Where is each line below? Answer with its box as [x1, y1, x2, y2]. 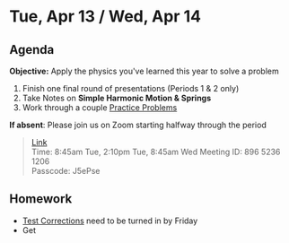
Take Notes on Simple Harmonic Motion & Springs [22, 92, 212, 103]
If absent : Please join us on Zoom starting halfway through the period [9, 119, 267, 130]
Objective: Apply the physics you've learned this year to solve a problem [9, 65, 280, 76]
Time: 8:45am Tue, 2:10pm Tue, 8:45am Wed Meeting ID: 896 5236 [31, 146, 281, 157]
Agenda [9, 42, 55, 57]
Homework [9, 191, 73, 207]
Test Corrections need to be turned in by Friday [22, 215, 198, 226]
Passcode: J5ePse [31, 166, 101, 176]
